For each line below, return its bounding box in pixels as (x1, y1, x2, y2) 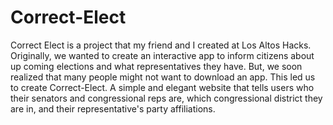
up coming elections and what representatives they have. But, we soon (10, 60, 303, 72)
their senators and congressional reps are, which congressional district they (10, 92, 323, 104)
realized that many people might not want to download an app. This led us (10, 71, 316, 83)
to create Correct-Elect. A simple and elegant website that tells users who (10, 81, 315, 93)
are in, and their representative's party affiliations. (10, 102, 216, 115)
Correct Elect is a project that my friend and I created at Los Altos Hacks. (10, 39, 312, 51)
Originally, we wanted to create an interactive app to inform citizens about (10, 49, 315, 61)
